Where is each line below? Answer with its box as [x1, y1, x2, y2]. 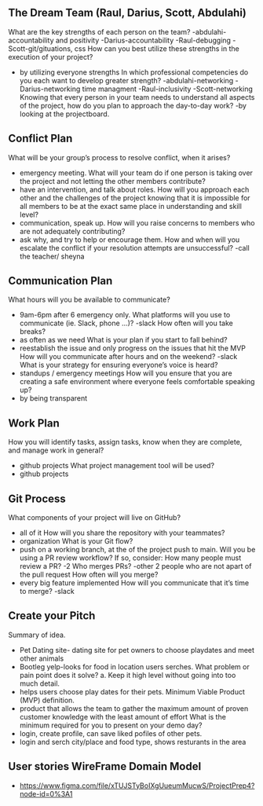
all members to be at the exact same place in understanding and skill [19, 201, 242, 211]
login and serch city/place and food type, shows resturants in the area [19, 737, 247, 746]
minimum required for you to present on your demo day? [19, 720, 203, 730]
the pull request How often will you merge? [19, 570, 159, 580]
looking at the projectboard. [19, 109, 110, 119]
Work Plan [8, 416, 60, 430]
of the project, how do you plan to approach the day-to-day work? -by [19, 101, 247, 110]
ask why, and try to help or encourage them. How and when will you [19, 235, 240, 244]
